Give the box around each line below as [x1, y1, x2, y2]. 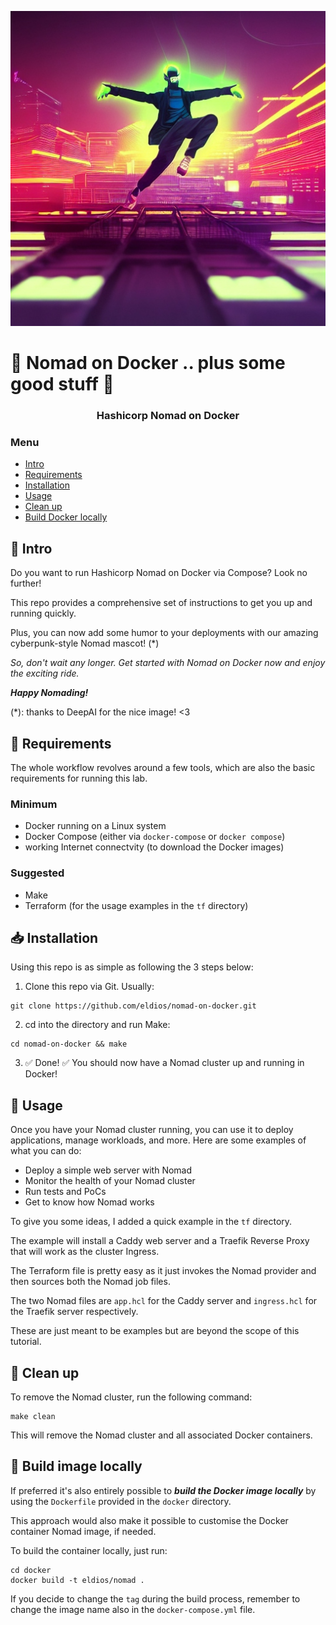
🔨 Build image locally [10, 1458, 143, 1475]
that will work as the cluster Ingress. [10, 1246, 160, 1258]
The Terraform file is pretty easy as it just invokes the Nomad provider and [10, 1265, 317, 1277]
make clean [10, 1412, 56, 1422]
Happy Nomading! [10, 687, 89, 699]
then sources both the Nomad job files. [10, 1276, 171, 1288]
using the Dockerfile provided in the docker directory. [10, 1495, 232, 1507]
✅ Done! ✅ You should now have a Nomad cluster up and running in [24, 1057, 305, 1069]
